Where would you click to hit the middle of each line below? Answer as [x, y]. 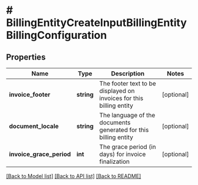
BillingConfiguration [57, 35]
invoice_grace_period [40, 154]
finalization [115, 161]
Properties [26, 57]
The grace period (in [128, 147]
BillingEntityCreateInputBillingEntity [97, 23]
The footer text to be [128, 83]
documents [115, 123]
